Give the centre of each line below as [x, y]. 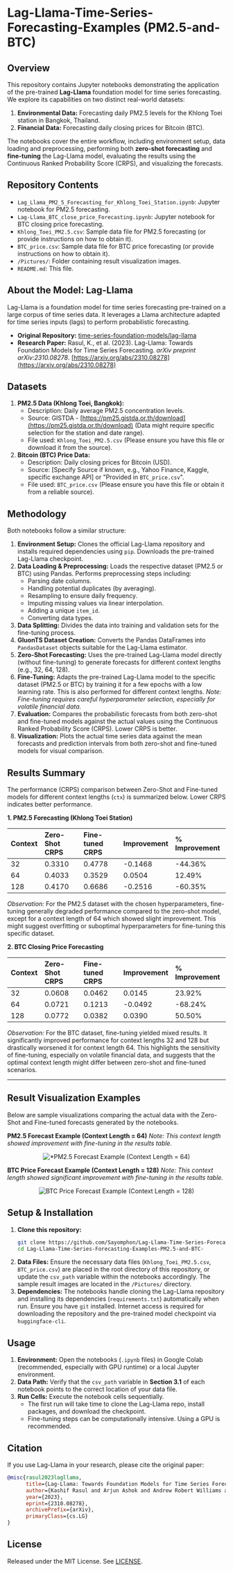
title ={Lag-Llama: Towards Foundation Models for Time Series [117, 1484]
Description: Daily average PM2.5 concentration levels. [106, 411]
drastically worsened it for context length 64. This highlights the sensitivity [114, 1048]
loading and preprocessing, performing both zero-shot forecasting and [110, 148]
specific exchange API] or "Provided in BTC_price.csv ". [106, 477]
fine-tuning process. [46, 633]
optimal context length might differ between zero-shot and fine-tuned [107, 1062]
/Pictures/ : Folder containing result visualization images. [99, 261]
